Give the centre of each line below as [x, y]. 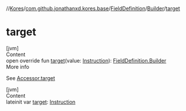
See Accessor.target [31, 78]
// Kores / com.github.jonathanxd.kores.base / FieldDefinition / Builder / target [93, 8]
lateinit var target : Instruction [41, 102]
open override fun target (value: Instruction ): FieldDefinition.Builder [86, 60]
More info [18, 67]
